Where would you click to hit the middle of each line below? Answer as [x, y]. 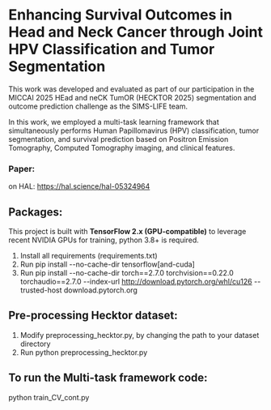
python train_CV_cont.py [49, 397]
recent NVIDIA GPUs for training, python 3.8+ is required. [104, 240]
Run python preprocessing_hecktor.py [84, 352]
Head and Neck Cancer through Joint [135, 32]
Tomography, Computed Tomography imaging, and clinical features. [122, 147]
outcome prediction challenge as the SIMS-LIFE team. [98, 106]
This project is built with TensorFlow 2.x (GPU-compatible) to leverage [127, 232]
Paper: [22, 169]
